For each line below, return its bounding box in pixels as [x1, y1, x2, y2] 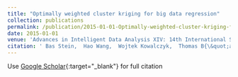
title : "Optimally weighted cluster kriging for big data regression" [7, 10, 220, 17]
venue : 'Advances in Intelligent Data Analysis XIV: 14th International [7, 36, 227, 43]
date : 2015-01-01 [7, 29, 59, 37]
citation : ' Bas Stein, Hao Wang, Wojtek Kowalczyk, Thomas [7, 43, 198, 50]
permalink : [7, 23, 40, 30]
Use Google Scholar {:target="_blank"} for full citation [7, 62, 163, 70]
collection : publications [7, 17, 84, 24]
